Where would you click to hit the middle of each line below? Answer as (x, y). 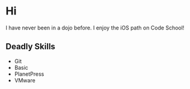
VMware (25, 80)
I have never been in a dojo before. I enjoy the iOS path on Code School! (95, 28)
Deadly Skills (30, 47)
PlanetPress (29, 74)
